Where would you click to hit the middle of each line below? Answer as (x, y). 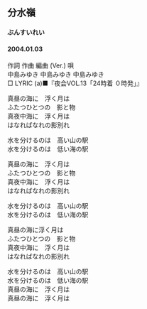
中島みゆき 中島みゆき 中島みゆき (56, 75)
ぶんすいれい (26, 32)
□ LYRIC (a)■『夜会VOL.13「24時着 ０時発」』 (75, 83)
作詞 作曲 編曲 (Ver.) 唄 (41, 65)
